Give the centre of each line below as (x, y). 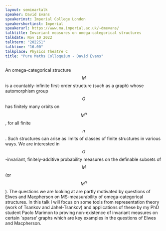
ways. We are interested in (32, 144)
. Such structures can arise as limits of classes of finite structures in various (83, 139)
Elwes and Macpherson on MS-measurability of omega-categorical (74, 197)
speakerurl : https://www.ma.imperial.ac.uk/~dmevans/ (62, 28)
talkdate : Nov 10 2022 (29, 38)
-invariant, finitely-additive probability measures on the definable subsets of (83, 159)
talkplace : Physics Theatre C (37, 51)
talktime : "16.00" (24, 47)
